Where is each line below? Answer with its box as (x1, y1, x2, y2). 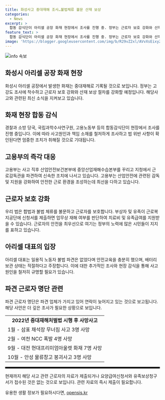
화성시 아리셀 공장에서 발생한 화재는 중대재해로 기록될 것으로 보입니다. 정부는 (5, 83, 152, 89)
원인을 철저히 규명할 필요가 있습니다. (5, 269, 75, 275)
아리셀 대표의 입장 (5, 243, 56, 251)
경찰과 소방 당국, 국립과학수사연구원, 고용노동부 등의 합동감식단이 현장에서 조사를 (5, 125, 160, 130)
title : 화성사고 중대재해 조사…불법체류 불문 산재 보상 (5, 7, 101, 12)
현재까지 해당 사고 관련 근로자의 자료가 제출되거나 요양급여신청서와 (5, 373, 133, 379)
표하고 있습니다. (10, 227, 41, 233)
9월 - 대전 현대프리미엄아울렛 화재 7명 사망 (7, 344, 102, 351)
